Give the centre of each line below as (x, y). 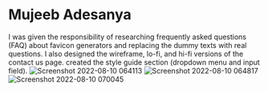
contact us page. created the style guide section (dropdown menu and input (134, 62)
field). (18, 70)
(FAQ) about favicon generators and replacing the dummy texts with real (128, 45)
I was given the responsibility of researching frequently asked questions (128, 37)
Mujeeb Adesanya (70, 15)
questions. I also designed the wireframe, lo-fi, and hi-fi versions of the (126, 53)
